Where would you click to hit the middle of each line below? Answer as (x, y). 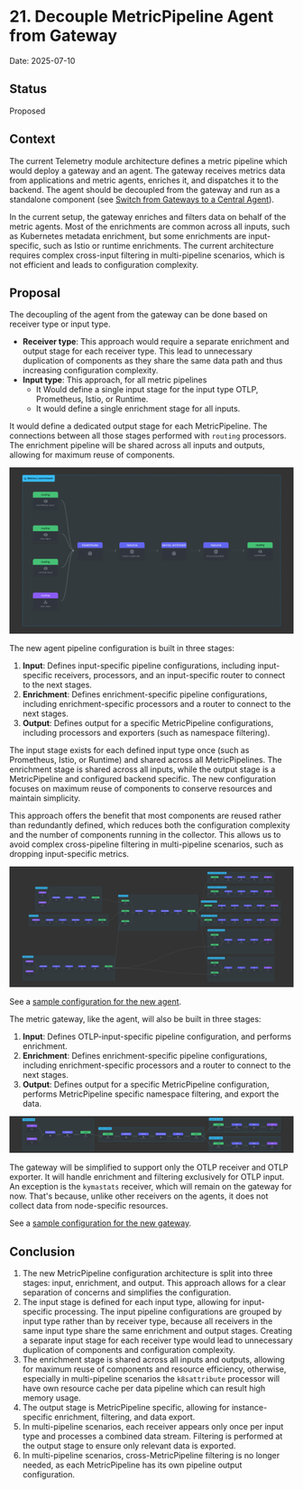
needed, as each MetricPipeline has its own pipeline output (132, 1465)
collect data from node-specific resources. (89, 1206)
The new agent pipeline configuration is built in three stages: (122, 648)
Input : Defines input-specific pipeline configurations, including (139, 666)
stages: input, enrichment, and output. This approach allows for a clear (154, 1283)
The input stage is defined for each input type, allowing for (131, 1302)
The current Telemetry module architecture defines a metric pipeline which (149, 161)
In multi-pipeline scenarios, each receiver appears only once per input (153, 1427)
